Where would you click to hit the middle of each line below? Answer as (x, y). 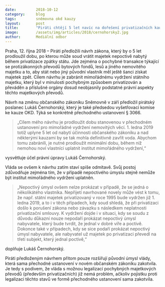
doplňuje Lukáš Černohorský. (35, 249)
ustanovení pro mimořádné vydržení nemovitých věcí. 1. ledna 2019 (85, 127)
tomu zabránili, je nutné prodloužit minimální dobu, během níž (80, 143)
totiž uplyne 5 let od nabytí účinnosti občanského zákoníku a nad (83, 132)
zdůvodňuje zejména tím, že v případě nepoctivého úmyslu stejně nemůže (80, 172)
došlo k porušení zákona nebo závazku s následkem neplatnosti (82, 208)
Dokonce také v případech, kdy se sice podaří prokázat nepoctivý (84, 229)
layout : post (25, 23)
